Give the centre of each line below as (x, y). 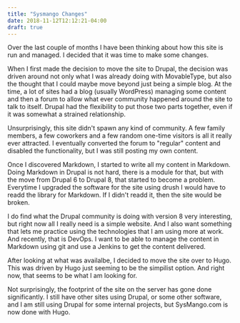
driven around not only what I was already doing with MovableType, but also (120, 76)
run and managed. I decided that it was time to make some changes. (108, 55)
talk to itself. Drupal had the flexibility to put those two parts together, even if (120, 107)
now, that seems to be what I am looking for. (72, 276)
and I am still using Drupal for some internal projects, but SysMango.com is (118, 304)
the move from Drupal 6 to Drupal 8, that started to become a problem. (111, 180)
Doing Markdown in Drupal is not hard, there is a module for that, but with (115, 173)
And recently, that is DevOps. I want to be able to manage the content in (113, 239)
